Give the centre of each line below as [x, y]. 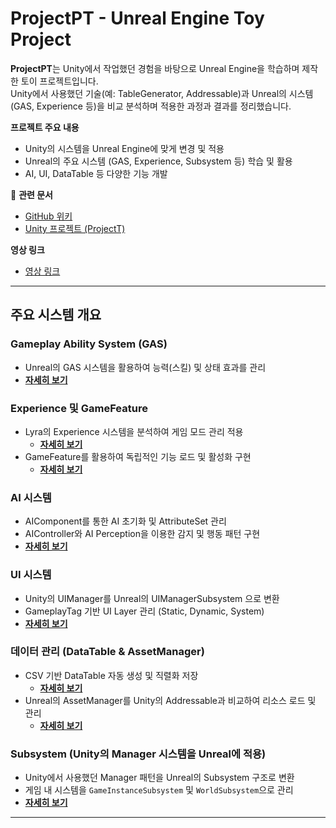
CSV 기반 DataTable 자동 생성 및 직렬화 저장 [111, 675]
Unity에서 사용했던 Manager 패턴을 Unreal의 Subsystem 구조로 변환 [159, 778]
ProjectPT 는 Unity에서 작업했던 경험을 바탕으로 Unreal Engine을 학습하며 [155, 68]
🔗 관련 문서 [31, 194]
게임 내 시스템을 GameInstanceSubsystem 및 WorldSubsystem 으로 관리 [159, 790]
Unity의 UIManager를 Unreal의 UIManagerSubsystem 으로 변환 [152, 598]
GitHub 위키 [48, 216]
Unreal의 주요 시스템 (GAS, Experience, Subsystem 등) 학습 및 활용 [158, 161]
